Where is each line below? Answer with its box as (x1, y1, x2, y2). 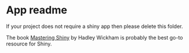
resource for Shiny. (6, 40, 52, 47)
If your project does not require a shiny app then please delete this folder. (6, 23, 183, 30)
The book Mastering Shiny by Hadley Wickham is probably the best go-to (6, 34, 183, 41)
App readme (6, 3, 67, 17)
